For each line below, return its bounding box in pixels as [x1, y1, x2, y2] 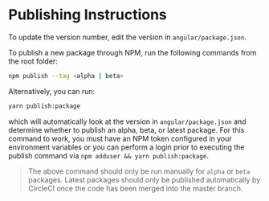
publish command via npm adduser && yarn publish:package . [8, 150, 210, 160]
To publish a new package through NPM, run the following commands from [8, 47, 257, 57]
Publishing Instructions [8, 6, 167, 24]
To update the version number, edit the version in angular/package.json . [8, 32, 247, 42]
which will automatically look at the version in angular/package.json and [8, 117, 247, 126]
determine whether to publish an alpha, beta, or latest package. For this [8, 125, 245, 134]
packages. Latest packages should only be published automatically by [27, 174, 261, 184]
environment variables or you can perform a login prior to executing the [8, 142, 245, 152]
